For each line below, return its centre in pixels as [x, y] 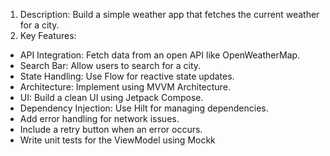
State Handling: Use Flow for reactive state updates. [127, 76]
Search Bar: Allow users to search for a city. [110, 65]
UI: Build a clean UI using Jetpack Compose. [111, 97]
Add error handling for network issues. [99, 118]
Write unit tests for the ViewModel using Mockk [117, 140]
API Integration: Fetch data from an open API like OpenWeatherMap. [160, 55]
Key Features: [48, 35]
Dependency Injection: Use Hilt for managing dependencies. [144, 108]
